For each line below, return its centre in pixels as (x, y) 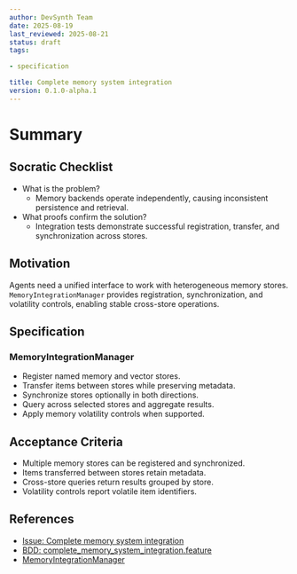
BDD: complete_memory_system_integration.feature (117, 550)
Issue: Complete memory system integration (103, 540)
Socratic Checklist (61, 167)
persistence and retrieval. (82, 207)
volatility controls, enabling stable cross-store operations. (114, 303)
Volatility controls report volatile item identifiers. (109, 491)
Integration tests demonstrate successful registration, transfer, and (157, 226)
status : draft (35, 42)
